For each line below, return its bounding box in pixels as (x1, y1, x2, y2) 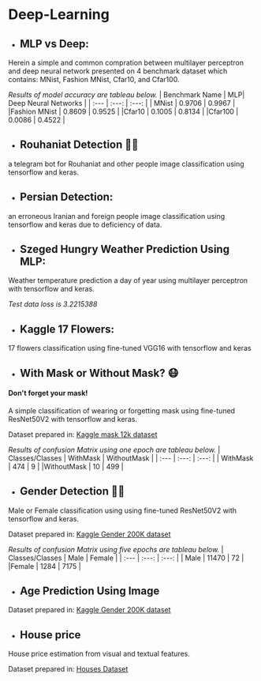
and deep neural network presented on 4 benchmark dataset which (8, 66, 228, 76)
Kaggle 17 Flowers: (19, 322, 115, 336)
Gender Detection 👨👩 (19, 484, 125, 499)
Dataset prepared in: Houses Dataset (8, 664, 129, 674)
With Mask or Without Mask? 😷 (19, 366, 179, 380)
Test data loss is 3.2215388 (8, 299, 98, 309)
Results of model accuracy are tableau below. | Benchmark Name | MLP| (8, 90, 245, 100)
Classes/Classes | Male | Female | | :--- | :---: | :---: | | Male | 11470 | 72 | (8, 553, 244, 562)
